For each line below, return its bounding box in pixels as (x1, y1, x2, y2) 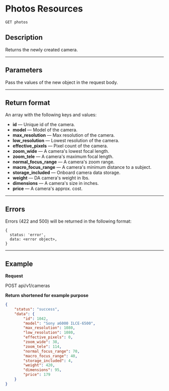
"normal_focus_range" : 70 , (23, 349, 80, 354)
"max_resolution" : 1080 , (23, 325, 75, 331)
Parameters (5, 66, 43, 74)
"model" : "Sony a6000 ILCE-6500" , (23, 321, 96, 326)
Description (5, 33, 43, 42)
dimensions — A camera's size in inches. (12, 180, 99, 186)
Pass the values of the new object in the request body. (5, 79, 118, 85)
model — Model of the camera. (12, 127, 78, 133)
